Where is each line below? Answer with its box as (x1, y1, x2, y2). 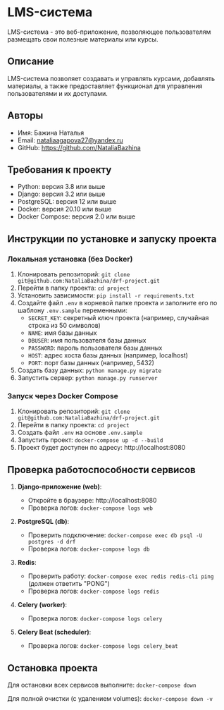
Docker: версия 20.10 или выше (17, 205, 112, 214)
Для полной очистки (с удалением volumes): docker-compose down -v (7, 694, 213, 702)
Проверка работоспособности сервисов (7, 463, 196, 476)
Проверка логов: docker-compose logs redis (27, 587, 160, 596)
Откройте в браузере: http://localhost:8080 (27, 496, 157, 505)
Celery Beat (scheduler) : (17, 628, 92, 637)
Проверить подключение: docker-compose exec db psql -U (27, 531, 203, 539)
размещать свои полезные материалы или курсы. (7, 35, 158, 43)
